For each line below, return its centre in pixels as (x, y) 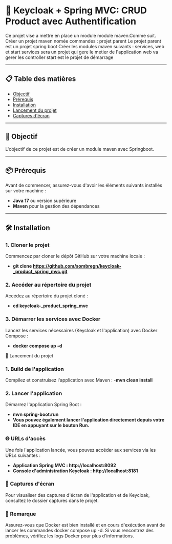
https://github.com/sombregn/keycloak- (77, 266)
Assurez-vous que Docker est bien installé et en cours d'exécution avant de (85, 525)
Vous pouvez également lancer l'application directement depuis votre (89, 420)
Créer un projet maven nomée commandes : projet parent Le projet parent (83, 41)
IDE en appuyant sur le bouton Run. (51, 426)
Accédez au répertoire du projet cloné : (47, 296)
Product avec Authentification (71, 21)
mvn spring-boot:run (36, 414)
